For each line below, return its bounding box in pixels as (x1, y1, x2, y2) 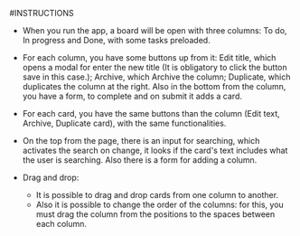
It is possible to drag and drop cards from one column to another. (35, 190, 278, 200)
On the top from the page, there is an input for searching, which (22, 136, 260, 146)
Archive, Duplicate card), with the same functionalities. (22, 118, 227, 128)
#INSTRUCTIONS (9, 8, 74, 18)
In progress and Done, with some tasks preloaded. (22, 35, 211, 45)
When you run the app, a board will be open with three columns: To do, (22, 25, 287, 35)
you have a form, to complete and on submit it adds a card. (22, 90, 242, 101)
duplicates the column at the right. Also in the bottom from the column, (22, 81, 286, 91)
